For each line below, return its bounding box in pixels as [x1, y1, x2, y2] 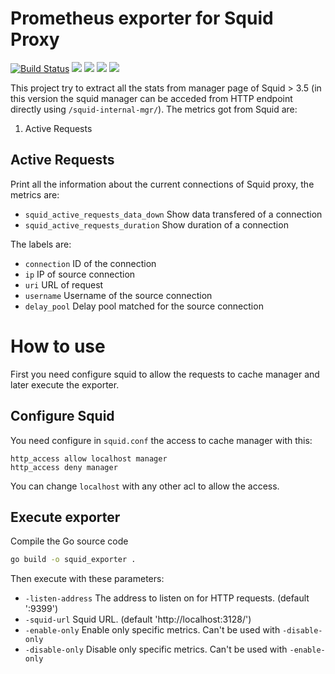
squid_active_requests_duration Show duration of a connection [24, 218, 289, 231]
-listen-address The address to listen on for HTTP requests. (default [24, 592, 310, 604]
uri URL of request [24, 278, 104, 291]
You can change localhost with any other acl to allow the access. [10, 480, 280, 492]
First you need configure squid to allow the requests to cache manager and [10, 368, 320, 380]
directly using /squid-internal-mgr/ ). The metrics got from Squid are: [10, 103, 298, 115]
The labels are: [10, 238, 72, 250]
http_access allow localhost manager [10, 453, 168, 464]
